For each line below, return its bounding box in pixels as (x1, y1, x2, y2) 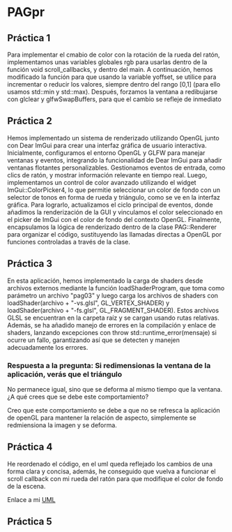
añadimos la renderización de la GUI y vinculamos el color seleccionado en (7, 207, 223, 216)
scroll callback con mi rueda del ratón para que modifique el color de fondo (7, 474, 224, 482)
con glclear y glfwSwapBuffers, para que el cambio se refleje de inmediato (7, 95, 222, 103)
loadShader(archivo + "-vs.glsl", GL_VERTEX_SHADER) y (7, 298, 170, 307)
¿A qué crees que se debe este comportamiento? (7, 392, 149, 401)
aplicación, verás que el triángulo (7, 369, 123, 379)
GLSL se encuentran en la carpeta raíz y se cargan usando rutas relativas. (7, 313, 219, 322)
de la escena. (7, 482, 46, 490)
